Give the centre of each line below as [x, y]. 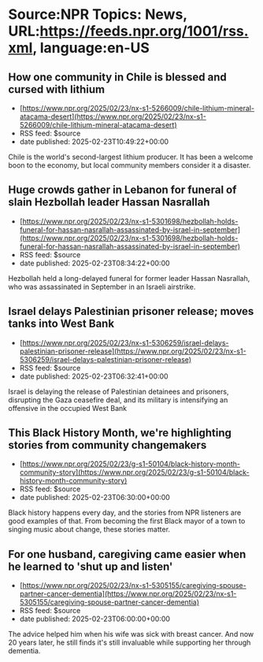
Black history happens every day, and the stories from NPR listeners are [125, 512]
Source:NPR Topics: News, [98, 15]
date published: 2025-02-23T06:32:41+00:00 [94, 376]
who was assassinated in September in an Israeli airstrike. [102, 287]
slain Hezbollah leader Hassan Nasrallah [109, 202]
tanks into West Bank [61, 324]
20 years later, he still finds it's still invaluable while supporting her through [130, 642]
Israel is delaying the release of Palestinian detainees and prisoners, [119, 391]
